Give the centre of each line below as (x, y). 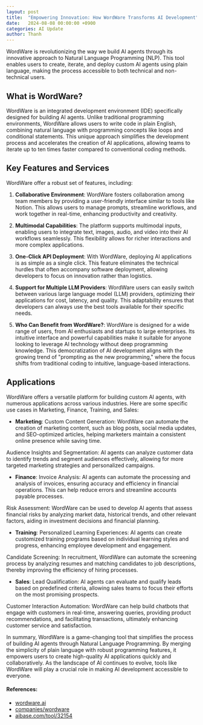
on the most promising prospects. (57, 594)
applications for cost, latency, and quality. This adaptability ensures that (105, 300)
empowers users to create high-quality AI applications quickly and (89, 656)
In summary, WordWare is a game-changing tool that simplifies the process (100, 637)
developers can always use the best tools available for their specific (99, 306)
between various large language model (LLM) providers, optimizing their (105, 294)
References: (22, 689)
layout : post (23, 12)
